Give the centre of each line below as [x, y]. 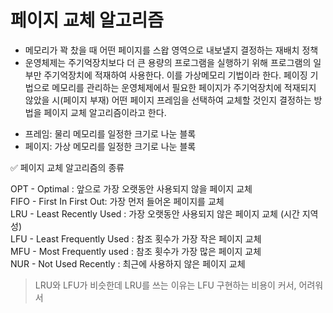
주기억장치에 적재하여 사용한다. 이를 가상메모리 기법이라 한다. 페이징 [175, 75]
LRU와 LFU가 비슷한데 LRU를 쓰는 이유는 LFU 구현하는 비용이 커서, [165, 285]
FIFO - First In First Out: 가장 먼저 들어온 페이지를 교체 [117, 201]
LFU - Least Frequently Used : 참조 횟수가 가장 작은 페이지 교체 [136, 238]
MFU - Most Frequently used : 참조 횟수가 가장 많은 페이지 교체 [136, 251]
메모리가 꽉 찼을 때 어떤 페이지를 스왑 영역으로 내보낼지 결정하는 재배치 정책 [171, 50]
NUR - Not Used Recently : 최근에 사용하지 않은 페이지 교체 [128, 263]
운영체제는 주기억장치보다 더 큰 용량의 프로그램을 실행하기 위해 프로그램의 [168, 62]
